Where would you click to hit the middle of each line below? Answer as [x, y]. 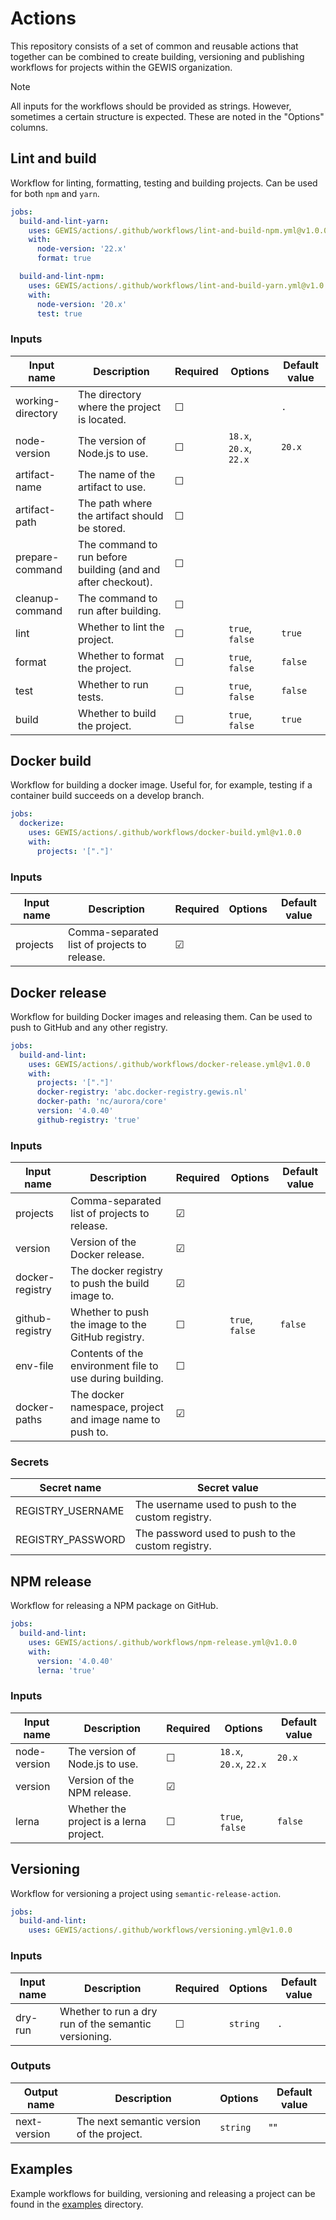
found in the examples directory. [77, 2204]
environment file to [114, 1366]
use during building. [117, 1379]
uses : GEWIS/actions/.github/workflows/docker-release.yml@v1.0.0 [169, 1064]
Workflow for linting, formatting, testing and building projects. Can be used [164, 183]
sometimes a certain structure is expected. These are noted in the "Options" [167, 116]
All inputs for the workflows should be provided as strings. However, [151, 106]
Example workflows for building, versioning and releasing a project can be [163, 2193]
